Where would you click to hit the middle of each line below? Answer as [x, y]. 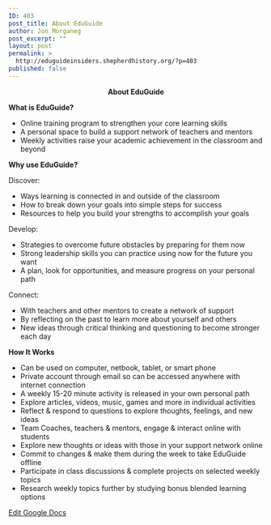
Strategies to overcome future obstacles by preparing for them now [132, 245]
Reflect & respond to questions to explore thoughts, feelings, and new [136, 411]
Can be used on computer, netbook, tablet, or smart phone [118, 367]
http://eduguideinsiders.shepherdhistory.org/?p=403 [106, 62]
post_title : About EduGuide [56, 23]
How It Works [32, 352]
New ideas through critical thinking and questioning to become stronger [140, 327]
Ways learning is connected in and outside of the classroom [120, 196]
